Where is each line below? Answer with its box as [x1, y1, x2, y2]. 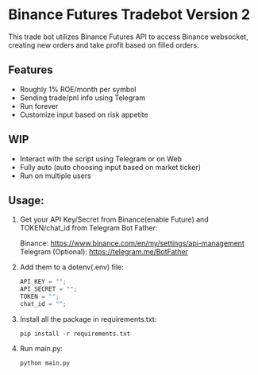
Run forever [19, 101, 59, 110]
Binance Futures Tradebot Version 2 [8, 6, 251, 24]
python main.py [19, 359, 71, 367]
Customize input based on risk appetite [19, 110, 148, 119]
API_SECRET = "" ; [19, 285, 78, 293]
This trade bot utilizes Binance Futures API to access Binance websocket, [8, 32, 248, 41]
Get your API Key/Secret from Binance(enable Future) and [19, 215, 209, 224]
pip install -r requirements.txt [19, 330, 131, 338]
